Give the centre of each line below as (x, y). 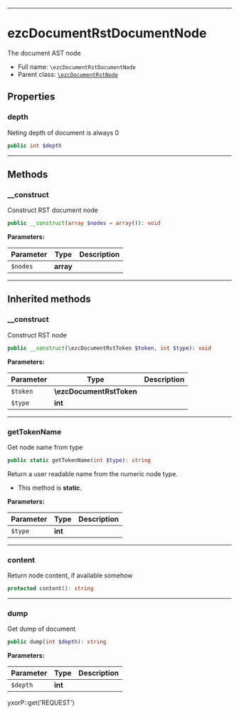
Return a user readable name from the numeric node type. (92, 473)
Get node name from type (45, 447)
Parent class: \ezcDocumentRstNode (68, 74)
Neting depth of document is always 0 (63, 132)
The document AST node (44, 53)
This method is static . (50, 488)
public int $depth (34, 146)
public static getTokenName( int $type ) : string (79, 460)
